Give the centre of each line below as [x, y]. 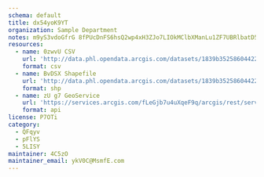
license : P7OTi [33, 117]
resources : [26, 45]
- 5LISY [28, 146]
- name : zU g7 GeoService [58, 96]
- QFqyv [28, 132]
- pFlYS [28, 139]
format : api [42, 110]
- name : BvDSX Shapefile [56, 74]
